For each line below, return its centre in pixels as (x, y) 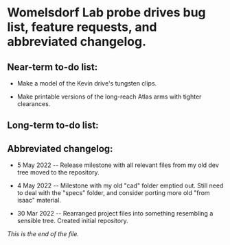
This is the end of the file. (43, 234)
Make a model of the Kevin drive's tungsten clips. (87, 83)
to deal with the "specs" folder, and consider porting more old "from (114, 193)
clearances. (34, 104)
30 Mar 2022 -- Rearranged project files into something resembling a (115, 214)
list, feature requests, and (82, 27)
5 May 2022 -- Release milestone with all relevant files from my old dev (118, 165)
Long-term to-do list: (53, 126)
